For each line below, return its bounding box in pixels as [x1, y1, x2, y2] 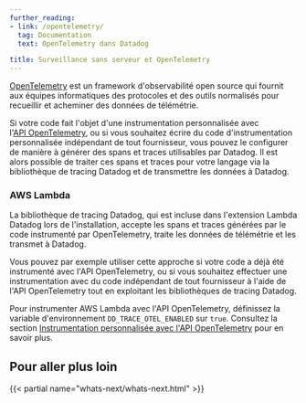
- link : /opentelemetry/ [9, 22, 104, 31]
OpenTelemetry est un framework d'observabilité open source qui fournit [9, 80, 284, 91]
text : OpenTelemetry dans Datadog [17, 38, 149, 48]
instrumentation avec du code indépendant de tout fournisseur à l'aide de [9, 276, 287, 287]
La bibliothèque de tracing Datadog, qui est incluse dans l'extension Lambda [9, 209, 298, 220]
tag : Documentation [17, 30, 92, 39]
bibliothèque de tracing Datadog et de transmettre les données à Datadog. [9, 166, 290, 177]
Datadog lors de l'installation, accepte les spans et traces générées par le [9, 219, 287, 230]
